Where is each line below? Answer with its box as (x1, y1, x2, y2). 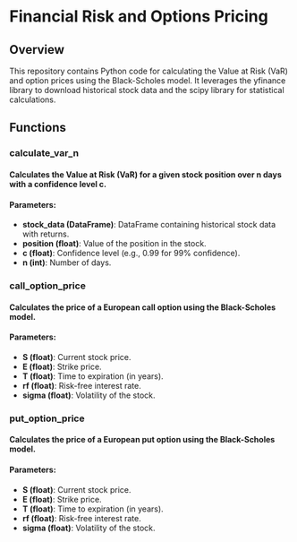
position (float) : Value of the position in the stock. (21, 238, 208, 249)
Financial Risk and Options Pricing (9, 6, 268, 27)
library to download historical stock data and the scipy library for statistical (9, 85, 284, 95)
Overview (9, 42, 65, 57)
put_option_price (9, 412, 85, 425)
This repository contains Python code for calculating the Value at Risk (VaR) (9, 65, 289, 76)
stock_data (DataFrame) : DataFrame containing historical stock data (21, 219, 276, 230)
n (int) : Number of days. (21, 257, 112, 268)
